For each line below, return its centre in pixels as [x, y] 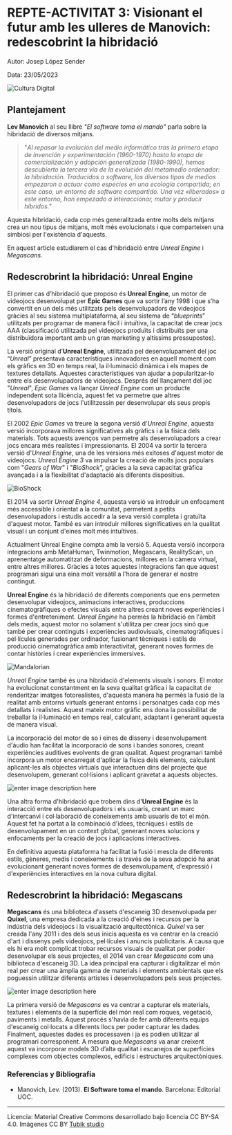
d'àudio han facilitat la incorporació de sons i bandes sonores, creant [106, 745]
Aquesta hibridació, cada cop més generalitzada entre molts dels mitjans [111, 219]
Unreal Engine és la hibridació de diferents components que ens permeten [113, 594]
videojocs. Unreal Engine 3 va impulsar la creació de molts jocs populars [110, 460]
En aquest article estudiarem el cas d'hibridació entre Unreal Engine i [105, 248]
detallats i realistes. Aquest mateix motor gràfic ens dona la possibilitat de [112, 709]
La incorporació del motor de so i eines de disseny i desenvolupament [107, 738]
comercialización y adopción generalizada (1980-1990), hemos [114, 162]
